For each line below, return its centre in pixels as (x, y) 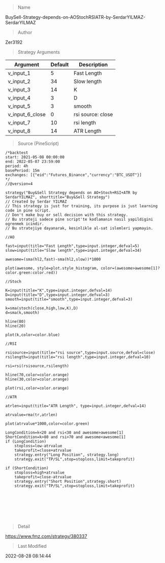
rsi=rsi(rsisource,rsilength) (37, 366)
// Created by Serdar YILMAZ (36, 202)
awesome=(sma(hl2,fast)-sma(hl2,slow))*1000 (53, 259)
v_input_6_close (27, 114)
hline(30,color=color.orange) (37, 379)
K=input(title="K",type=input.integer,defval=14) (59, 290)
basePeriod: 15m (22, 171)
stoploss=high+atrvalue (40, 473)
